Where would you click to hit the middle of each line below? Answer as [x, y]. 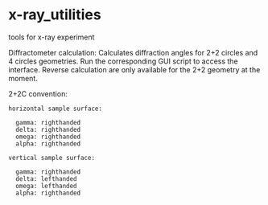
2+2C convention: [38, 93]
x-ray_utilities [55, 15]
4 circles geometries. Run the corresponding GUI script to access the [124, 61]
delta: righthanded [48, 129]
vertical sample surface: [52, 158]
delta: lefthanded [47, 178]
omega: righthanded [48, 137]
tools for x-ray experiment [52, 37]
